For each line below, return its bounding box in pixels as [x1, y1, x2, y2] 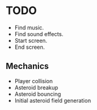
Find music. [14, 24, 44, 31]
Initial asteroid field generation [14, 97, 92, 104]
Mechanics [5, 61, 49, 71]
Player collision [14, 77, 53, 84]
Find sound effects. [14, 30, 63, 37]
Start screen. [14, 37, 48, 44]
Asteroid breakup [14, 84, 59, 91]
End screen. [14, 43, 45, 51]
